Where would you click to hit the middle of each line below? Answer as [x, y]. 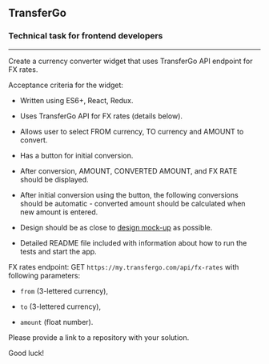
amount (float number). [56, 322]
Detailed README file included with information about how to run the [133, 242]
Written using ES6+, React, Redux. [76, 100]
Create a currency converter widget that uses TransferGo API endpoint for [131, 61]
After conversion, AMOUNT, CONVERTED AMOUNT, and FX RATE [128, 170]
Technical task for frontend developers [86, 36]
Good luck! [26, 353]
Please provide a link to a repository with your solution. [99, 337]
